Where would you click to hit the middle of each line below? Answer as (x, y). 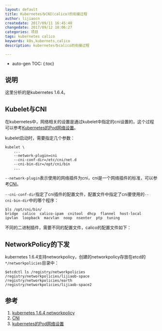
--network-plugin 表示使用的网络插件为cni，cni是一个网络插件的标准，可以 (79, 178)
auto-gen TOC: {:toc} (33, 63)
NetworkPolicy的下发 (37, 244)
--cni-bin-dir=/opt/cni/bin (42, 164)
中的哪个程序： (44, 200)
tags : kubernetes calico (30, 37)
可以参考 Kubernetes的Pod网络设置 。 (42, 128)
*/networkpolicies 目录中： (32, 263)
